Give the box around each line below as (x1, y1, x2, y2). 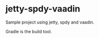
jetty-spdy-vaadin (5, 3, 81, 14)
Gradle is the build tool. (5, 28, 52, 34)
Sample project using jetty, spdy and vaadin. (5, 19, 95, 25)
